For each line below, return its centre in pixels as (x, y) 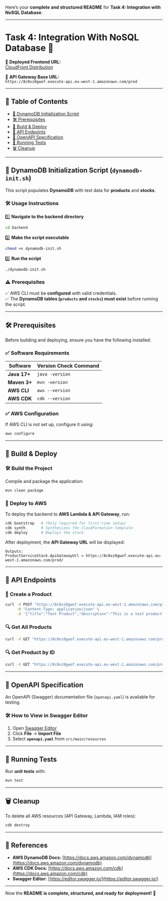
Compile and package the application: (44, 481)
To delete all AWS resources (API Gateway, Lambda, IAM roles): (70, 816)
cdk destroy (17, 825)
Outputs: (14, 551)
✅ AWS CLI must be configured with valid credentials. (61, 293)
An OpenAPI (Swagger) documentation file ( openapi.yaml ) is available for (80, 697)
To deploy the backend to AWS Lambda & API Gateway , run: (68, 514)
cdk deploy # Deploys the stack (44, 532)
